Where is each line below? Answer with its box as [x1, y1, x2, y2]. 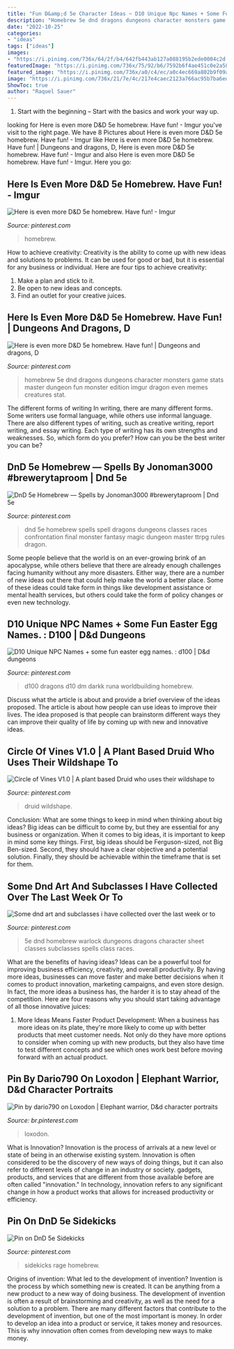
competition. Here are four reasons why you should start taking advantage [7, 995, 221, 1003]
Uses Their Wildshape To [7, 756, 118, 768]
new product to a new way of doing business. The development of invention [7, 1289, 226, 1297]
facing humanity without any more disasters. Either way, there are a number [7, 568, 225, 577]
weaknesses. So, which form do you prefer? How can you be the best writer [7, 434, 226, 442]
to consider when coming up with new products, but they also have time [17, 1038, 225, 1046]
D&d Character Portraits [7, 1084, 114, 1096]
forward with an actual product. [17, 1053, 108, 1061]
